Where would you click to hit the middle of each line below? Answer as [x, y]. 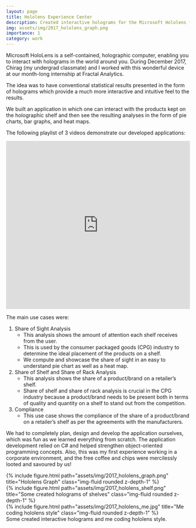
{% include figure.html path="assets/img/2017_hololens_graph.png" [87, 475]
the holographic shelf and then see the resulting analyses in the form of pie [96, 115]
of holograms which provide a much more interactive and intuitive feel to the [98, 92]
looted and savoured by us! [39, 464]
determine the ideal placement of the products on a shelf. [92, 353]
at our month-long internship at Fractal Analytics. [65, 74]
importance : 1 [23, 33]
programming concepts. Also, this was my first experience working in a [92, 452]
